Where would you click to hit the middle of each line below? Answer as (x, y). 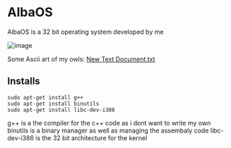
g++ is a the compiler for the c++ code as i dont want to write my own (109, 123)
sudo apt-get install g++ (45, 97)
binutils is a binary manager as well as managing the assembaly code (108, 130)
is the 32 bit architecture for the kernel (91, 137)
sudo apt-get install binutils (53, 104)
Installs (24, 81)
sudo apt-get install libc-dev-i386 (61, 110)
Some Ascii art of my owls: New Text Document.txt (81, 59)
